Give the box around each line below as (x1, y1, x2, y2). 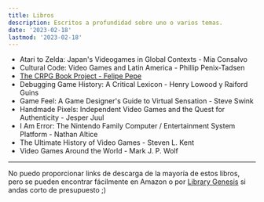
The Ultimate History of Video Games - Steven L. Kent (19, 138, 195, 147)
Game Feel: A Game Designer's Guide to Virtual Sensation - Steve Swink (19, 96, 254, 106)
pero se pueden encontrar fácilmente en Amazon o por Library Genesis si (8, 177, 246, 186)
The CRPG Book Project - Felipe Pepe (19, 71, 142, 81)
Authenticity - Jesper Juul (19, 113, 104, 122)
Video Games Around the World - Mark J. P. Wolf (19, 146, 178, 156)
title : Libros (8, 11, 55, 20)
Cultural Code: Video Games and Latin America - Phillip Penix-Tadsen (19, 63, 245, 73)
